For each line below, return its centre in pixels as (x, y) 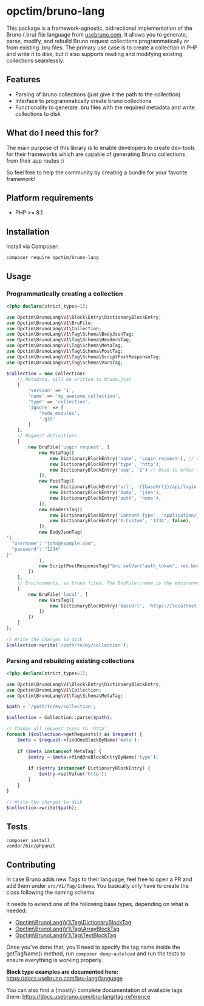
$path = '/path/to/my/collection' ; (51, 707)
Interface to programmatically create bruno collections (83, 101)
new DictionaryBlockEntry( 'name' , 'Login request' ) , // (122, 458)
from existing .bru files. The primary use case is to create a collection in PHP (102, 48)
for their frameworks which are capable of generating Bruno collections (96, 154)
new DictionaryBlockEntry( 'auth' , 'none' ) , (106, 498)
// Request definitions (47, 436)
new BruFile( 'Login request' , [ (69, 447)
